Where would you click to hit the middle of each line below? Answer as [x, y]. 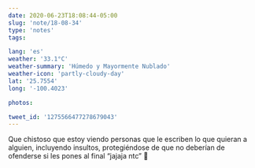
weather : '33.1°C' [38, 59]
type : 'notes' [31, 30]
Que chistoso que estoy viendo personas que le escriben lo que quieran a [128, 140]
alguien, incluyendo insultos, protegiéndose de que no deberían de [117, 147]
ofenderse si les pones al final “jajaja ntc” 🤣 [78, 156]
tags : [17, 37]
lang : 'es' [26, 52]
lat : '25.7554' [33, 81]
